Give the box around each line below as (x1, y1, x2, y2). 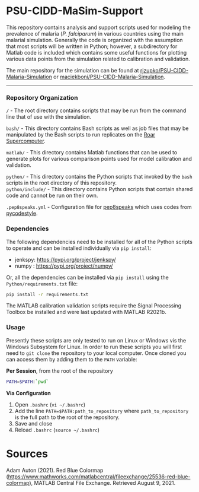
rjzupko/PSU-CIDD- (140, 66, 188, 74)
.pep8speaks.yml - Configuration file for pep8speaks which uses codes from (6, 204, 192, 211)
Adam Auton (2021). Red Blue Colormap (6, 466, 104, 474)
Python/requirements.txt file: (6, 280, 78, 287)
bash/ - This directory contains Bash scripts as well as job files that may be (6, 125, 189, 132)
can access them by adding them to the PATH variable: (6, 355, 137, 363)
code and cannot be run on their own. (6, 192, 98, 199)
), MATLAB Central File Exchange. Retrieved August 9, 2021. (29, 479, 176, 486)
